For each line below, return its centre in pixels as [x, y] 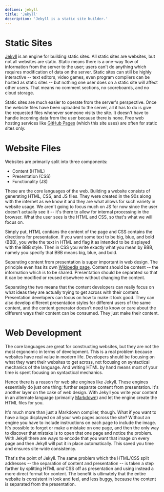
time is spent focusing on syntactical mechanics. [54, 373]
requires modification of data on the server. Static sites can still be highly [78, 72]
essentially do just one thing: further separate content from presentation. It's [82, 387]
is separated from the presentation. [41, 484]
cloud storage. [20, 93]
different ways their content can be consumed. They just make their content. [82, 313]
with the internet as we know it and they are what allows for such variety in [80, 202]
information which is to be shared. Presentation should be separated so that [81, 273]
